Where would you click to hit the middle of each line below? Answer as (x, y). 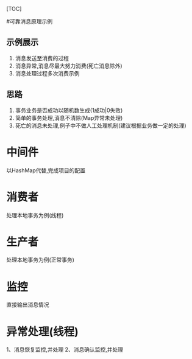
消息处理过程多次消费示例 (47, 73)
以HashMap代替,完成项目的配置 (46, 170)
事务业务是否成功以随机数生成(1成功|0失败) (69, 110)
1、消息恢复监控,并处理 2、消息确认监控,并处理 (65, 350)
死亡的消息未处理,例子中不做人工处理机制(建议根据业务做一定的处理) (101, 125)
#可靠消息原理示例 (30, 21)
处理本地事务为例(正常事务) (41, 260)
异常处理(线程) (43, 332)
